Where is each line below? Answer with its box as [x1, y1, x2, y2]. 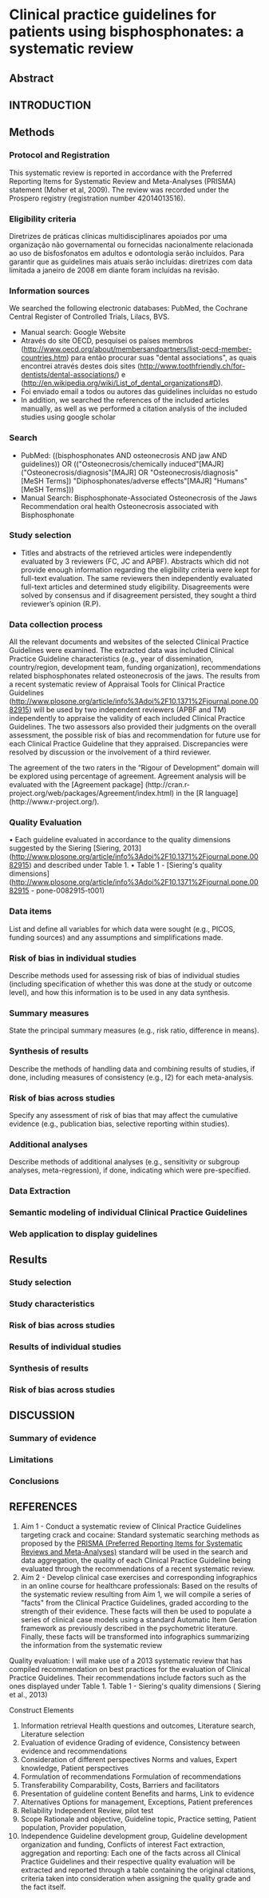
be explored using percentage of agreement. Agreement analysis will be [9, 771, 247, 781]
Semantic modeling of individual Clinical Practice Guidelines [9, 1207, 248, 1218]
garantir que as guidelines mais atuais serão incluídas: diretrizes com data [9, 257, 253, 266]
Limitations [9, 1454, 54, 1466]
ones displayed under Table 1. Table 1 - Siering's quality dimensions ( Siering [9, 1681, 261, 1691]
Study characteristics [9, 1299, 95, 1310]
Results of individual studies [9, 1341, 122, 1352]
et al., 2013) [9, 1689, 48, 1699]
